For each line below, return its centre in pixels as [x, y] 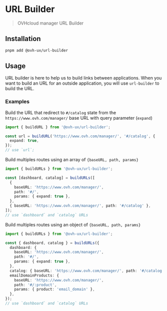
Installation [23, 39]
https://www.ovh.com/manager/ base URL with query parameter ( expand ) [79, 118]
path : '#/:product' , [35, 285]
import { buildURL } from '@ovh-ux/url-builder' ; [58, 127]
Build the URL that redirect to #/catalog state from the [61, 112]
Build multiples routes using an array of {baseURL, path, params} [72, 160]
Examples [17, 102]
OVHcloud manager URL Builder [50, 23]
